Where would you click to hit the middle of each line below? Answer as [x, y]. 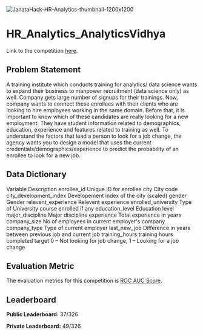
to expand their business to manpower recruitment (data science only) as [98, 90]
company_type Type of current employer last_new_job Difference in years [98, 228]
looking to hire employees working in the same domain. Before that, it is [95, 110]
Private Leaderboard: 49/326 [44, 326]
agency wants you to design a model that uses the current [79, 142]
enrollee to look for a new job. [43, 155]
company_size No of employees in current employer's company [86, 221]
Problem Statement [44, 70]
